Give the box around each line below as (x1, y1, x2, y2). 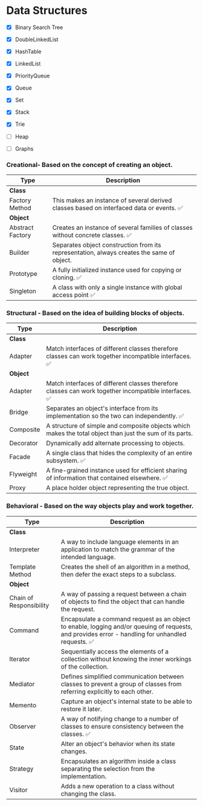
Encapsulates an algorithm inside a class (60, 757, 176, 765)
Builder (9, 248, 30, 257)
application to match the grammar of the (60, 545, 175, 554)
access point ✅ (52, 290, 95, 299)
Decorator (9, 439, 38, 448)
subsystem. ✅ (46, 456, 86, 465)
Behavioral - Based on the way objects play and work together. (6, 502, 194, 510)
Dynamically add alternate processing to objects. (46, 439, 185, 448)
